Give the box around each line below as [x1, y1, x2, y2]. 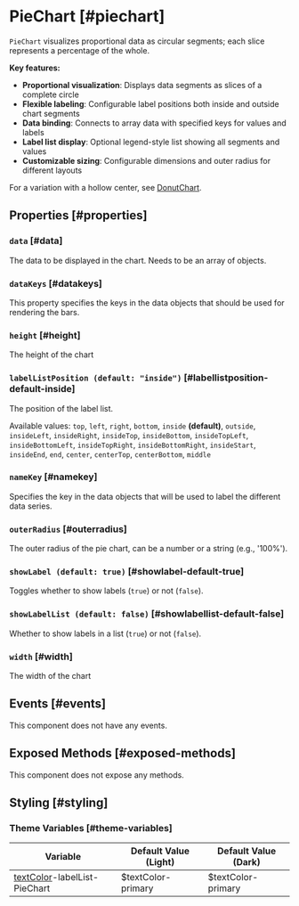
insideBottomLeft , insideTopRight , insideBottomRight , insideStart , [9, 439, 256, 450]
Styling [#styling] [9, 796, 109, 811]
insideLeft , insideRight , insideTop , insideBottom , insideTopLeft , [9, 429, 249, 440]
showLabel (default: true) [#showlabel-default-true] [9, 566, 245, 578]
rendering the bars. [9, 306, 80, 317]
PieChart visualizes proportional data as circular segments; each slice [9, 36, 265, 46]
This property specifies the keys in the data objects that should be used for [9, 297, 285, 308]
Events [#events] [9, 697, 107, 712]
